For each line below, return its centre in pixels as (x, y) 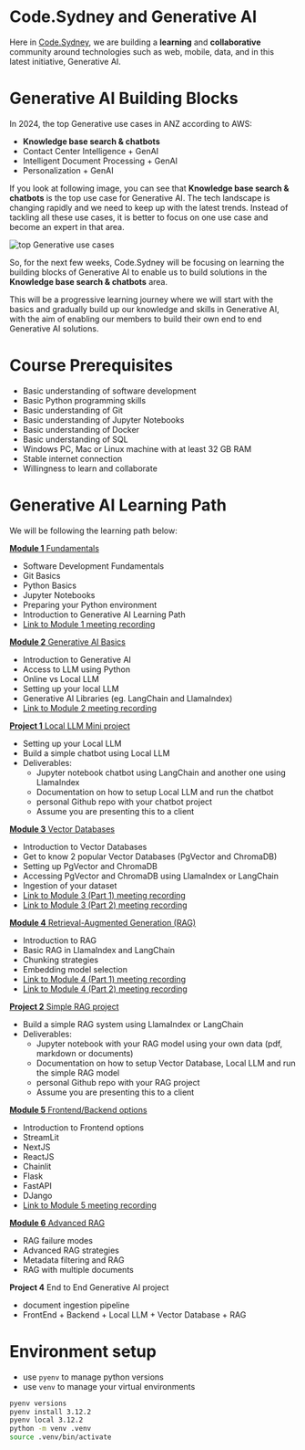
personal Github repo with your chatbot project (124, 802)
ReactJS (38, 1156)
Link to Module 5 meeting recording (90, 1205)
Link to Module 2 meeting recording (90, 708)
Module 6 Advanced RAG (57, 1223)
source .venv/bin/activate (61, 1437)
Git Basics (41, 575)
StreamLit (41, 1137)
